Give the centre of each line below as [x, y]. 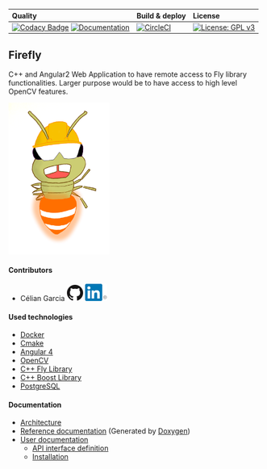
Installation [50, 457]
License [207, 15]
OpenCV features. [38, 92]
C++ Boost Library [51, 378]
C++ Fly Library [46, 369]
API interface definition [70, 448]
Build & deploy [162, 15]
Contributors [31, 270]
